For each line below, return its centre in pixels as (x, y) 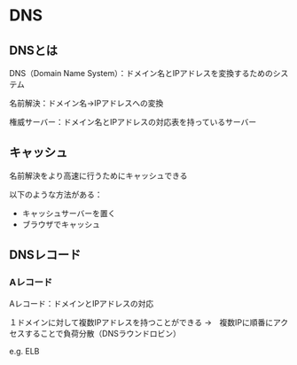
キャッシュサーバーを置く (69, 213)
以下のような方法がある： (56, 194)
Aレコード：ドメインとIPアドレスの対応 (82, 303)
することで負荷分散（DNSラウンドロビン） (103, 333)
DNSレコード (45, 255)
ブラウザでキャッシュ (61, 224)
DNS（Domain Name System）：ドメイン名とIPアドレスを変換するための (141, 73)
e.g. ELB (24, 351)
